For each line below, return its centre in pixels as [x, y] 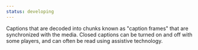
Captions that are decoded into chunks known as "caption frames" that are [97, 28]
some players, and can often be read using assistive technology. [85, 41]
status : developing [30, 11]
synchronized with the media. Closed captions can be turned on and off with [99, 34]
